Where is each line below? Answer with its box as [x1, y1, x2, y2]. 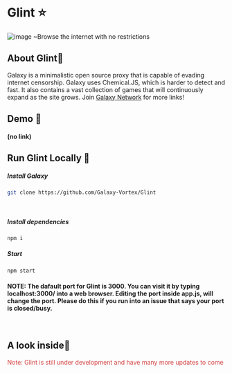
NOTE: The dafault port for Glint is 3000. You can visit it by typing [7, 282, 200, 291]
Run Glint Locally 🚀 [7, 152, 90, 164]
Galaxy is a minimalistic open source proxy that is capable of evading [7, 71, 205, 79]
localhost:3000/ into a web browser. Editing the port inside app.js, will [7, 289, 213, 298]
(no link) [7, 132, 32, 140]
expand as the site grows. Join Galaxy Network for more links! [7, 93, 185, 101]
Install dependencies [7, 217, 69, 226]
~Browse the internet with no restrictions [33, 32, 150, 41]
